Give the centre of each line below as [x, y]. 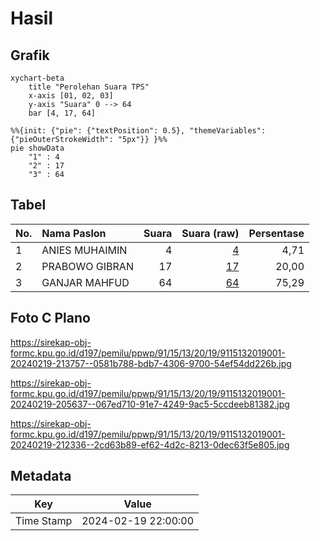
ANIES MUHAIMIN [84, 250]
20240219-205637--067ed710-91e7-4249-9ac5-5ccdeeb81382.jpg [150, 404]
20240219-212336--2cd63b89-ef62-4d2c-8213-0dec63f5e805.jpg [150, 444]
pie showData [37, 148]
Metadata [41, 476]
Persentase [276, 233]
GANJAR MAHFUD [85, 282]
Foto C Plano [50, 318]
